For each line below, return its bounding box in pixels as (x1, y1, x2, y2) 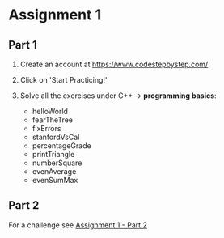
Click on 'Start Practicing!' (19, 75, 108, 84)
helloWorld (32, 107, 69, 116)
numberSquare (32, 158, 82, 168)
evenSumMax (32, 176, 78, 185)
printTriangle (32, 150, 75, 159)
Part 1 (8, 38, 38, 52)
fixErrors (32, 124, 61, 133)
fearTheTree (32, 115, 73, 125)
